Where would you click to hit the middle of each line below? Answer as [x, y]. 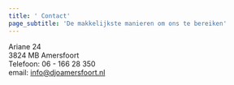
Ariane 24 [25, 46]
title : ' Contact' [39, 16]
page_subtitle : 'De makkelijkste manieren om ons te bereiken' [118, 23]
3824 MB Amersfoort [44, 55]
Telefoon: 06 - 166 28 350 [52, 64]
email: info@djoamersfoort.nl [57, 72]
